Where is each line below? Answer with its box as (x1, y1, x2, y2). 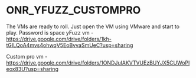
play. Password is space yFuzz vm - (6, 29, 94, 36)
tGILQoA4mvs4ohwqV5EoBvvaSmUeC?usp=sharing (6, 42, 133, 49)
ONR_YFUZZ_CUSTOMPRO (6, 4, 141, 17)
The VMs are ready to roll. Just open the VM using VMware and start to (6, 23, 180, 30)
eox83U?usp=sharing (6, 65, 59, 72)
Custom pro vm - (6, 53, 48, 60)
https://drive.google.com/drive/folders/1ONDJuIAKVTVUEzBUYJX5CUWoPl (6, 59, 190, 66)
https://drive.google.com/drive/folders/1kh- (6, 35, 112, 42)
